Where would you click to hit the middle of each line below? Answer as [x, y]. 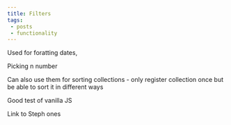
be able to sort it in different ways [55, 87]
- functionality [34, 33]
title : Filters [29, 14]
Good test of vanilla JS [40, 101]
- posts [21, 26]
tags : [15, 20]
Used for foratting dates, [42, 53]
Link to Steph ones [34, 114]
